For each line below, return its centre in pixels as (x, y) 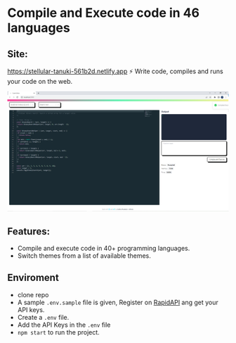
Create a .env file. (43, 317)
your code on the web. (40, 81)
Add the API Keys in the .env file (64, 325)
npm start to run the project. (58, 332)
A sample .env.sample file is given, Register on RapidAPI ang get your (118, 302)
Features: (29, 231)
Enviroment (33, 278)
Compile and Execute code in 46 (104, 13)
